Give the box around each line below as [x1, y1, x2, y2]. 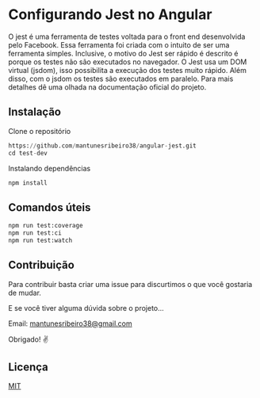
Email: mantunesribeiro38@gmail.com [8, 319, 132, 328]
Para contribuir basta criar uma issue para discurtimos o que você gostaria [8, 279, 253, 289]
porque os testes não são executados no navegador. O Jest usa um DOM [8, 57, 247, 67]
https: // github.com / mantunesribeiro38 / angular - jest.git [8, 141, 197, 150]
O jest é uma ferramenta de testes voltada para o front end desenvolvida [8, 32, 246, 41]
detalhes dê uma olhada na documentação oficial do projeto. [8, 82, 207, 92]
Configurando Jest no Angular [8, 6, 212, 24]
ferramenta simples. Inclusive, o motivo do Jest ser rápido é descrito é [8, 48, 239, 58]
